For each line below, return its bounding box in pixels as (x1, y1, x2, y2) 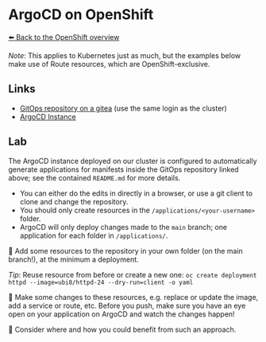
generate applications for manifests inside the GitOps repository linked (8, 165, 240, 174)
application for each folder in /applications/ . (19, 231, 168, 240)
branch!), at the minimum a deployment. (8, 255, 139, 264)
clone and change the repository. (19, 196, 129, 206)
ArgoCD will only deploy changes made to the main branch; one (19, 222, 228, 231)
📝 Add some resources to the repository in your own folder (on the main (8, 246, 244, 255)
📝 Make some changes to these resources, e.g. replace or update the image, (8, 292, 259, 301)
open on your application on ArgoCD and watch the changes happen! (8, 309, 236, 319)
